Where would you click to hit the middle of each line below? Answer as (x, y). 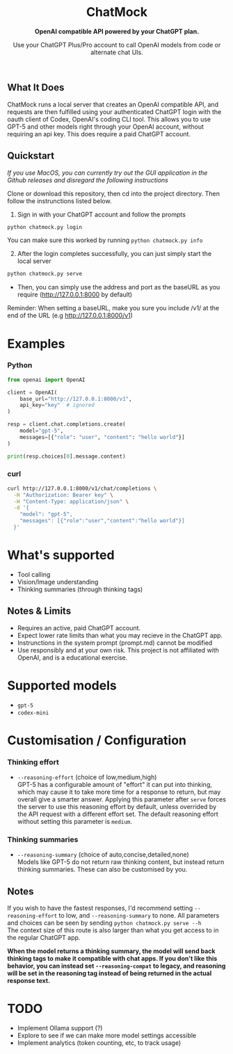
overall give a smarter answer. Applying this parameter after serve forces (121, 799)
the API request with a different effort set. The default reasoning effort (118, 814)
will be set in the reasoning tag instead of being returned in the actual (110, 973)
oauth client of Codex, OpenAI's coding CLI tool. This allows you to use (109, 119)
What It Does (36, 88)
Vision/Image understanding (58, 582)
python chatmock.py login (45, 227)
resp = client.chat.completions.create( (67, 424)
